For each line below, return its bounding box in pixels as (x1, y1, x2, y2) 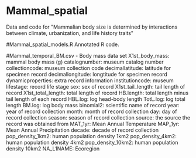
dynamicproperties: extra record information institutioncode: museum (6, 77, 174, 84)
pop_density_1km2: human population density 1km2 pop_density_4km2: (6, 132, 177, 139)
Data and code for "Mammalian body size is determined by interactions (6, 23, 178, 30)
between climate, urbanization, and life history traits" (6, 29, 133, 36)
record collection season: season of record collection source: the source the (6, 114, 191, 121)
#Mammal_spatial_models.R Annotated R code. (6, 41, 120, 48)
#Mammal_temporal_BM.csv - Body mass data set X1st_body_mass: (6, 52, 170, 59)
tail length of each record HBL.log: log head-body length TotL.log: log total (6, 95, 185, 103)
